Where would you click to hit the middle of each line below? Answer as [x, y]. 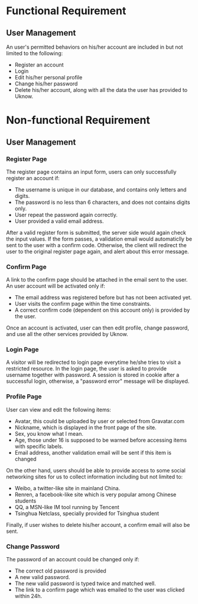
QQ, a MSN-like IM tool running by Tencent [67, 507]
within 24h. [28, 596]
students [25, 501]
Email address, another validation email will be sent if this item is [93, 452]
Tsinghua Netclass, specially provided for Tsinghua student [87, 513]
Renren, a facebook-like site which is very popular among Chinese [95, 494]
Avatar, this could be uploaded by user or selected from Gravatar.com [100, 421]
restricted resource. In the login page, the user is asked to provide [87, 369]
